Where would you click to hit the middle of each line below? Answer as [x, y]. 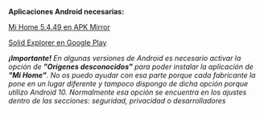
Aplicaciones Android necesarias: [66, 12]
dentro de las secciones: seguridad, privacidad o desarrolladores [117, 101]
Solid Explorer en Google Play [58, 42]
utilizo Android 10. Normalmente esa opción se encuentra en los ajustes [128, 92]
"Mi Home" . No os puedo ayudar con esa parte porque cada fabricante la [132, 75]
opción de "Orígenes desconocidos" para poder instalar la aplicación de [131, 67]
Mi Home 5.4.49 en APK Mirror [59, 27]
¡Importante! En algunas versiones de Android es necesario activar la [125, 58]
